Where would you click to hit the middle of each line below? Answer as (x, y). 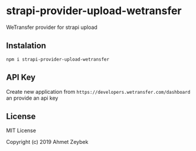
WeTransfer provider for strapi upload (52, 27)
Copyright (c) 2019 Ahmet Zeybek (47, 142)
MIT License (21, 130)
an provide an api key (32, 98)
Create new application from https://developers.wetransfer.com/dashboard (98, 91)
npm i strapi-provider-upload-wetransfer (58, 59)
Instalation (26, 46)
